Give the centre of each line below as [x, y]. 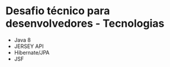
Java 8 [22, 40]
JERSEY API [29, 46]
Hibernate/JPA [32, 52]
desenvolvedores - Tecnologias [85, 23]
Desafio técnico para [58, 11]
